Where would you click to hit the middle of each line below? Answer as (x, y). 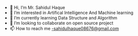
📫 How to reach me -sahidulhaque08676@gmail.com (64, 28)
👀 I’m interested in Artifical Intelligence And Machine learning (71, 13)
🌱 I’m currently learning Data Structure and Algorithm (63, 18)
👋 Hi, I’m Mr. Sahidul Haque (37, 8)
